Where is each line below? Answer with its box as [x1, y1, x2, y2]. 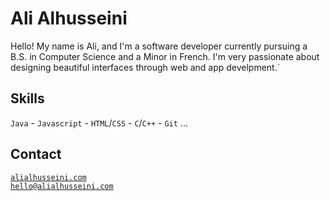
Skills [10, 90, 45, 107]
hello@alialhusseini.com [10, 181, 114, 191]
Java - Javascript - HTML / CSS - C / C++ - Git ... [10, 117, 188, 129]
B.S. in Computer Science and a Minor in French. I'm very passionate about [10, 50, 320, 62]
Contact [10, 146, 62, 163]
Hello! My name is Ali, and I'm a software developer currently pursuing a [10, 40, 308, 52]
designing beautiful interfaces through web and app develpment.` [10, 61, 281, 73]
